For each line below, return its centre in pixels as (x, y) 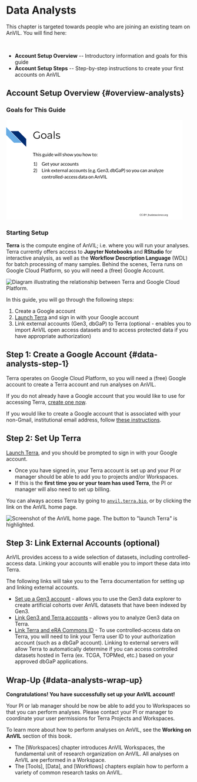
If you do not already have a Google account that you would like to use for (96, 395)
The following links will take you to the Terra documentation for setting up (95, 581)
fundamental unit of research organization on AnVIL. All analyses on (97, 754)
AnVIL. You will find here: (36, 32)
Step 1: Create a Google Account (67, 355)
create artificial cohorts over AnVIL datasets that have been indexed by (101, 605)
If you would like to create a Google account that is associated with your (94, 413)
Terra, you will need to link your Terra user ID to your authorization (95, 637)
